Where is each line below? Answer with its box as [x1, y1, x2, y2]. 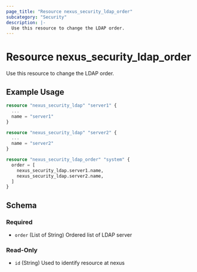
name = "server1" [11, 113, 54, 120]
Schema [6, 200, 37, 210]
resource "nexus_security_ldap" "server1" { [6, 102, 117, 108]
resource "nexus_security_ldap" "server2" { [6, 130, 117, 135]
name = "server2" [11, 141, 54, 147]
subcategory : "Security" [6, 14, 67, 20]
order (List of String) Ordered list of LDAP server [14, 231, 132, 238]
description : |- [6, 19, 46, 25]
